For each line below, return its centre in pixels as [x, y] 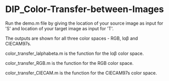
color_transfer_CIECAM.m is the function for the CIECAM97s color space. [81, 73]
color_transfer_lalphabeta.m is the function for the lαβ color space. [74, 53]
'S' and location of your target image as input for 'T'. [60, 28]
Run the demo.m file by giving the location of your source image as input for [84, 23]
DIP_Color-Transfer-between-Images [84, 9]
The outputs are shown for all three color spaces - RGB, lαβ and [72, 38]
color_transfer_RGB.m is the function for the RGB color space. [69, 63]
